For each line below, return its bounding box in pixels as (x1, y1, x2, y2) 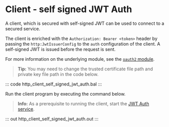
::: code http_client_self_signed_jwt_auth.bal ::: (5, 81, 102, 87)
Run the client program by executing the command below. (5, 91, 125, 97)
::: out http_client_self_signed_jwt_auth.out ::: (5, 115, 99, 122)
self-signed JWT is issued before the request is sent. (5, 46, 116, 52)
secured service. (5, 25, 40, 31)
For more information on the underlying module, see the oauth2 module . (5, 56, 155, 62)
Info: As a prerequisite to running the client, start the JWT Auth (17, 100, 149, 107)
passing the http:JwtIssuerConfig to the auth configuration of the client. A (5, 40, 160, 47)
